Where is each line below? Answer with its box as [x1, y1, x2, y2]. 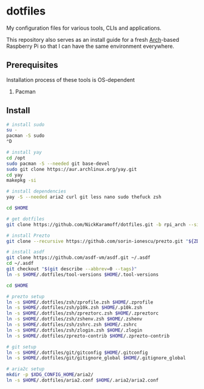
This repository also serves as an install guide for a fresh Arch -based [6, 36, 179, 43]
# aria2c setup [6, 366, 45, 372]
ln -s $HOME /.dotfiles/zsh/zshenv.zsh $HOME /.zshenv [6, 316, 143, 322]
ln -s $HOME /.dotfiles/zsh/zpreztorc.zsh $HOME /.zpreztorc [6, 310, 159, 316]
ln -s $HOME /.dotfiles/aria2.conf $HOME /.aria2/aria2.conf [6, 377, 159, 384]
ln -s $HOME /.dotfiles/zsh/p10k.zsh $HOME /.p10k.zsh [6, 305, 143, 311]
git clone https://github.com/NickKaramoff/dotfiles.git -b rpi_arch [6, 221, 186, 228]
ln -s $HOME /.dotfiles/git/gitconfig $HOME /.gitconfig [6, 350, 148, 356]
